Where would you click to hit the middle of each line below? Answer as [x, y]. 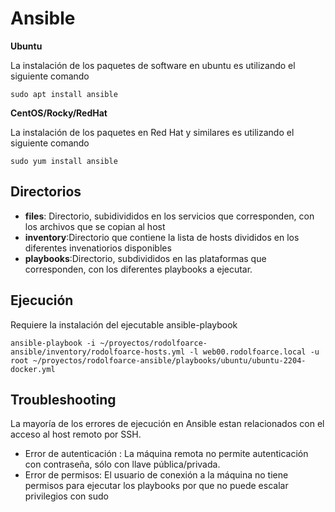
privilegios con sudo [66, 496]
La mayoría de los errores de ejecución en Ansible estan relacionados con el [167, 424]
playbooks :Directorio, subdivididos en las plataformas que [145, 258]
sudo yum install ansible [64, 161]
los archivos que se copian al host [95, 226]
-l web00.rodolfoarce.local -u [254, 352]
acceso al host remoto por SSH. [76, 434]
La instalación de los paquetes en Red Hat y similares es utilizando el [152, 132]
